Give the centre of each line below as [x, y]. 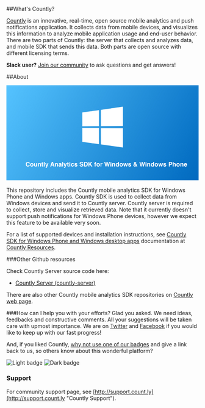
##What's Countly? [31, 9]
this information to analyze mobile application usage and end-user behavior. [102, 34]
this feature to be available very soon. [54, 222]
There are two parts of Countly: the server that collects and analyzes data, [100, 40]
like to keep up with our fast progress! [54, 332]
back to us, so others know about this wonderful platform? [80, 351]
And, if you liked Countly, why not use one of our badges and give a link [97, 344]
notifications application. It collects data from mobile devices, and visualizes [102, 27]
